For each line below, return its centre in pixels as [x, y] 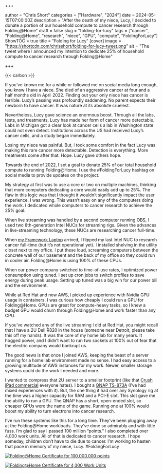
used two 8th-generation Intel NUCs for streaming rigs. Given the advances [81, 225]
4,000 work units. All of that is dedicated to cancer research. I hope [73, 436]
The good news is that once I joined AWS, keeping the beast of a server [77, 355]
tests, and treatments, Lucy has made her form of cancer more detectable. [80, 120]
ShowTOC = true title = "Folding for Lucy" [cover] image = [63, 41]
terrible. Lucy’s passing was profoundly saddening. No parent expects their [80, 100]
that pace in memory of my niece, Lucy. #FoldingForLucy [62, 446]
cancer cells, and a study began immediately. [50, 135]
